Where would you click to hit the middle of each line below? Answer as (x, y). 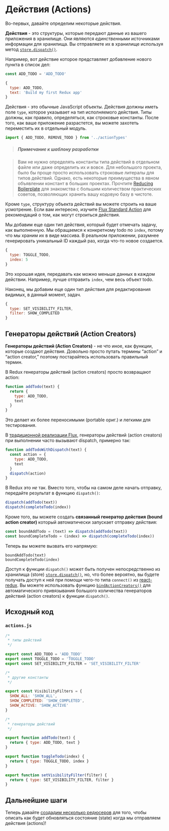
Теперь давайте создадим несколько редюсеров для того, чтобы (76, 813)
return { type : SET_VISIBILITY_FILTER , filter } (62, 780)
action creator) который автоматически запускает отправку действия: (81, 522)
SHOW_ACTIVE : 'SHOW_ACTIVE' (39, 706)
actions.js (18, 626)
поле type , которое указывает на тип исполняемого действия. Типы (78, 112)
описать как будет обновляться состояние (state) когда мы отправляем (83, 818)
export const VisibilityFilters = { (44, 691)
